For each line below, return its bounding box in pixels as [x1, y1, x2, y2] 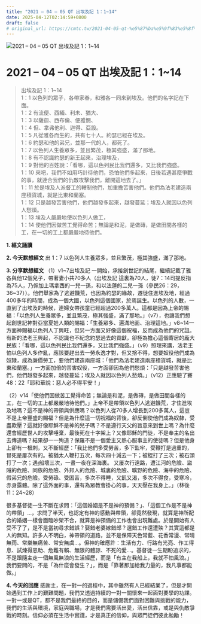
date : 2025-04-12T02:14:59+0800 [6, 14, 87, 20]
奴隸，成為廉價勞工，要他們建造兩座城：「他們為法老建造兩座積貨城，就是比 [6, 357, 193, 364]
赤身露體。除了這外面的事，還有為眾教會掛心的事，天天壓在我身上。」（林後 [6, 482, 190, 489]
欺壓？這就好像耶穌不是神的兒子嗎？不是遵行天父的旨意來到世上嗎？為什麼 [11, 422, 195, 429]
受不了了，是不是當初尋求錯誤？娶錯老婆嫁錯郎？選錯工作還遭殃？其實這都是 [6, 524, 195, 531]
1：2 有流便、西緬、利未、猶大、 [20, 109, 102, 117]
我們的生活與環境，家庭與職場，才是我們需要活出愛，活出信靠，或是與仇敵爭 [6, 604, 195, 611]
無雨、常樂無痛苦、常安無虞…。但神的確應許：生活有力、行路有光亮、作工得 [6, 539, 194, 546]
